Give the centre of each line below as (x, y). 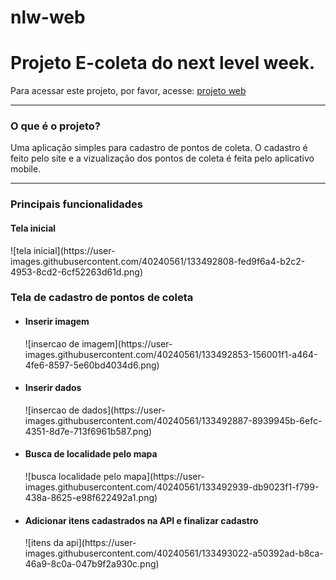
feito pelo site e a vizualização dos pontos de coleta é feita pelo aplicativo (162, 158)
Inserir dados (53, 388)
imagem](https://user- (127, 343)
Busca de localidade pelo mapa (91, 454)
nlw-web (48, 17)
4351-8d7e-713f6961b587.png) (88, 431)
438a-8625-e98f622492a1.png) (91, 498)
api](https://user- (101, 543)
